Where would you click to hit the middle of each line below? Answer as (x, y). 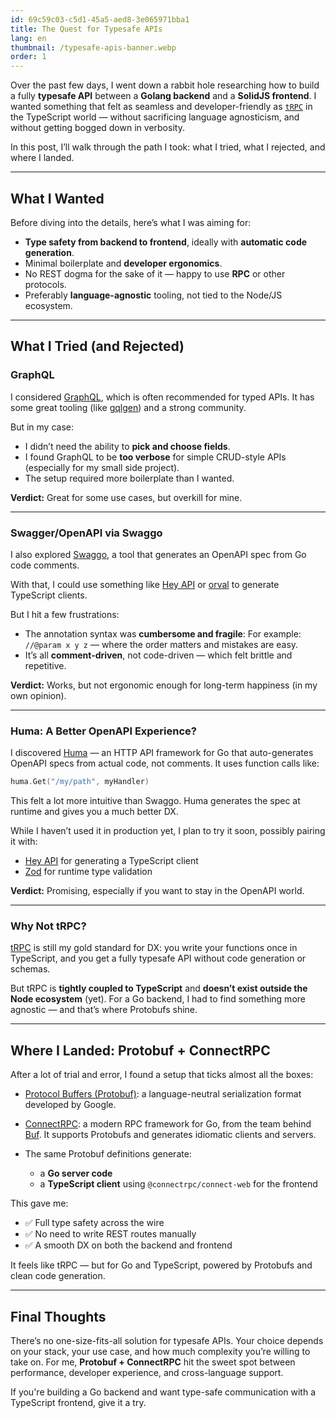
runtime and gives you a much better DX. (94, 812)
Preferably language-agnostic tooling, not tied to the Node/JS (153, 295)
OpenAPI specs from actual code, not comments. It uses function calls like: (165, 763)
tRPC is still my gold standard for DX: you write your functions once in (154, 948)
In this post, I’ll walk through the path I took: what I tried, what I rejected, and (168, 147)
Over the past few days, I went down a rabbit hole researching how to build (165, 85)
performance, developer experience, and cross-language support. (147, 1373)
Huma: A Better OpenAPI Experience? (103, 731)
